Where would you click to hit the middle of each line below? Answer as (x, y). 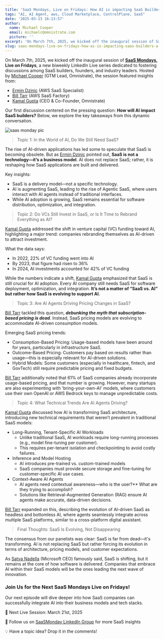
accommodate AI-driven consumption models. (52, 323)
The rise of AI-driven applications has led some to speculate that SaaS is (78, 149)
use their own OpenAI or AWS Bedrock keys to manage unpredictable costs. (82, 393)
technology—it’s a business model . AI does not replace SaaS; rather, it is (79, 159)
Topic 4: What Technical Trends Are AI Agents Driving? (72, 403)
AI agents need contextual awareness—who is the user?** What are (88, 484)
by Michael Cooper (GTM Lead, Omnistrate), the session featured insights (79, 75)
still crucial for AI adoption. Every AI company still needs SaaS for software (80, 283)
